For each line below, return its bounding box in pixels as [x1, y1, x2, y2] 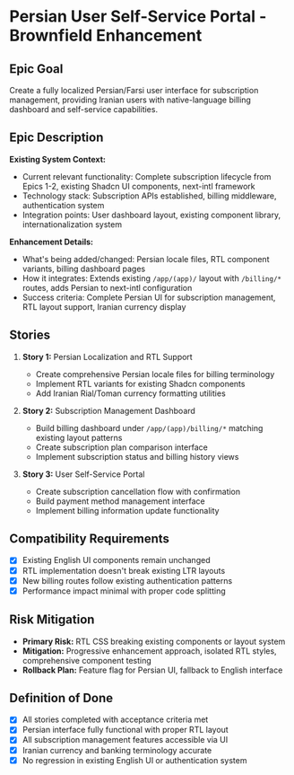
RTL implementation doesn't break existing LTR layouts [22, 565, 226, 576]
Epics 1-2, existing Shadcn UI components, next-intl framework [22, 181, 255, 191]
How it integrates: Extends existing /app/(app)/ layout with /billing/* [22, 272, 282, 284]
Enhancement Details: [9, 236, 94, 247]
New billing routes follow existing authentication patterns [22, 575, 233, 586]
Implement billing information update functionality [35, 505, 220, 515]
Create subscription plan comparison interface [35, 442, 208, 453]
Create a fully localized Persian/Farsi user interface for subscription [9, 85, 259, 95]
